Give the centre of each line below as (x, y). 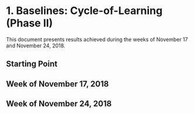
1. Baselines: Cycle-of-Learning (84, 11)
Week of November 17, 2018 (58, 84)
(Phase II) (30, 23)
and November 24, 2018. (36, 46)
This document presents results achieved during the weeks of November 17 (97, 39)
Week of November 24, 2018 (59, 104)
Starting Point (32, 64)
